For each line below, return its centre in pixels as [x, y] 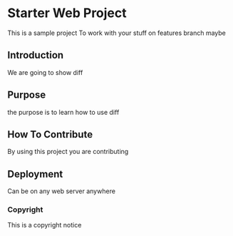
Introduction [36, 55]
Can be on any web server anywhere [62, 191]
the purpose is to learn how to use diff [63, 112]
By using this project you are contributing [68, 152]
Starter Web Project [67, 13]
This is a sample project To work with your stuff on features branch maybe [117, 33]
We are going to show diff [45, 72]
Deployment [35, 174]
